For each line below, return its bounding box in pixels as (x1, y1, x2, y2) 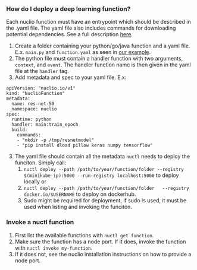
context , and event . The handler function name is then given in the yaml (14, 61, 192, 68)
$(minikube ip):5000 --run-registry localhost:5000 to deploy (23, 171, 179, 179)
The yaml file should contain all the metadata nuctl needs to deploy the (14, 153, 190, 160)
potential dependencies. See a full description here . (6, 31, 133, 38)
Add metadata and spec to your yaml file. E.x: (14, 74, 127, 81)
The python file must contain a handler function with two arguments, (14, 55, 183, 62)
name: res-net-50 (11, 101, 55, 107)
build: (11, 127, 28, 133)
